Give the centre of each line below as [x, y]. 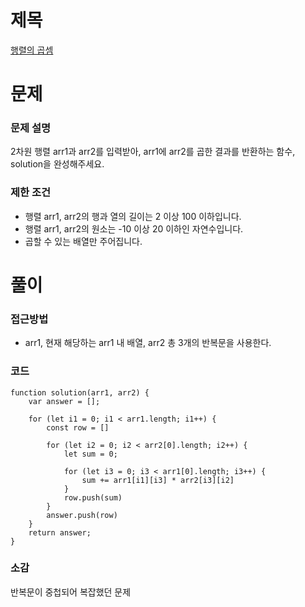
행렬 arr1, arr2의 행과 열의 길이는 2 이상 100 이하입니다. [133, 216]
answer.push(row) [82, 515]
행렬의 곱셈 [32, 50]
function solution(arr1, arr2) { [80, 392]
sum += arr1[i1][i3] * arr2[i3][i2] [158, 480]
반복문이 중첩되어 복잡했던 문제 [71, 592]
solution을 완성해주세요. [57, 164]
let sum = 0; [90, 454]
